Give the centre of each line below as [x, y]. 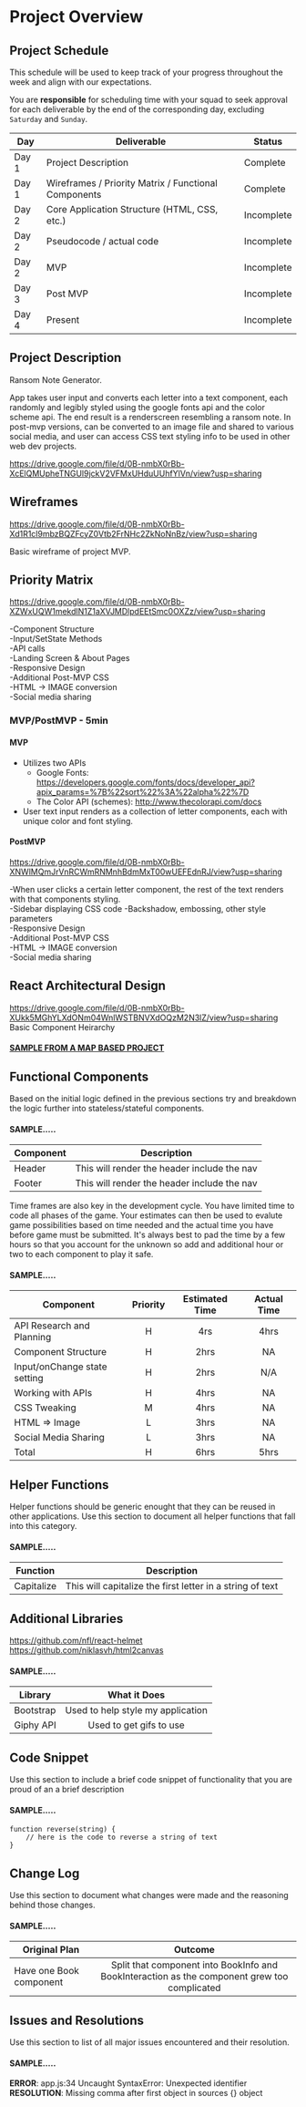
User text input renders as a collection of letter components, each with [155, 811]
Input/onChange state [61, 1367]
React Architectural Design [88, 986]
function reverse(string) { [63, 1830]
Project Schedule [59, 51]
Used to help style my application [136, 1710]
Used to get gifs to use [136, 1725]
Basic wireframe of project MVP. [70, 551]
